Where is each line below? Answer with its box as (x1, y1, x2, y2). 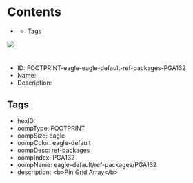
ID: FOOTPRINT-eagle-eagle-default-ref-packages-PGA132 (17, 64, 186, 72)
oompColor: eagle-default (17, 138, 91, 147)
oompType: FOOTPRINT (17, 124, 85, 132)
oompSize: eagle (17, 131, 65, 140)
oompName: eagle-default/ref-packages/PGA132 (17, 160, 157, 169)
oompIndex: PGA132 (17, 153, 75, 162)
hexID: (17, 116, 36, 125)
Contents (7, 4, 62, 20)
